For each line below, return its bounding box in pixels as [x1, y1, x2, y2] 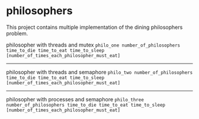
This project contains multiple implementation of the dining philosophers [6, 24, 183, 31]
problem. [6, 29, 28, 37]
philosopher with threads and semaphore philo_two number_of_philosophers [6, 68, 193, 75]
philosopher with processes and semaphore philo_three [6, 95, 144, 103]
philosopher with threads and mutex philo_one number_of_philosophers [6, 41, 181, 48]
